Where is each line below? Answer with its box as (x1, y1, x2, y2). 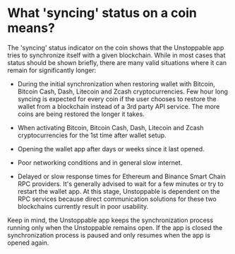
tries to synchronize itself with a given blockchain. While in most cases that (7, 51, 226, 59)
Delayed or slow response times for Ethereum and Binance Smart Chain (17, 172, 226, 180)
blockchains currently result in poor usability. (17, 202, 149, 210)
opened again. (7, 238, 49, 247)
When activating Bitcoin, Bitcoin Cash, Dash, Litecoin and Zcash (17, 123, 204, 132)
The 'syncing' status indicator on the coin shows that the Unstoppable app (7, 43, 224, 52)
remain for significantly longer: (7, 66, 97, 74)
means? (7, 20, 55, 36)
